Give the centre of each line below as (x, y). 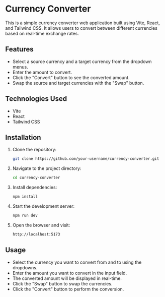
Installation (23, 137)
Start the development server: (44, 206)
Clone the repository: (34, 150)
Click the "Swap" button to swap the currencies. (62, 283)
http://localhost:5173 (36, 234)
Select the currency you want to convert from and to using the (77, 262)
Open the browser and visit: (41, 225)
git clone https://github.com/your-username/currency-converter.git (86, 159)
